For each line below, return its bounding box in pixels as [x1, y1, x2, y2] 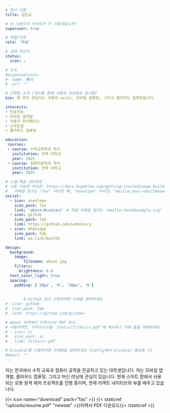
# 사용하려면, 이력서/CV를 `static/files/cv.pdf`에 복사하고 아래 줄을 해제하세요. [5, 324, 162, 329]
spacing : [10, 278, 28, 283]
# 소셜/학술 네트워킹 [5, 179, 42, 185]
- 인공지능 [5, 109, 24, 114]
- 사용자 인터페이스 [5, 118, 40, 124]
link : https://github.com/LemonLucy [14, 222, 92, 227]
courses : [7, 142, 26, 147]
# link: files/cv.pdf [5, 339, 56, 344]
